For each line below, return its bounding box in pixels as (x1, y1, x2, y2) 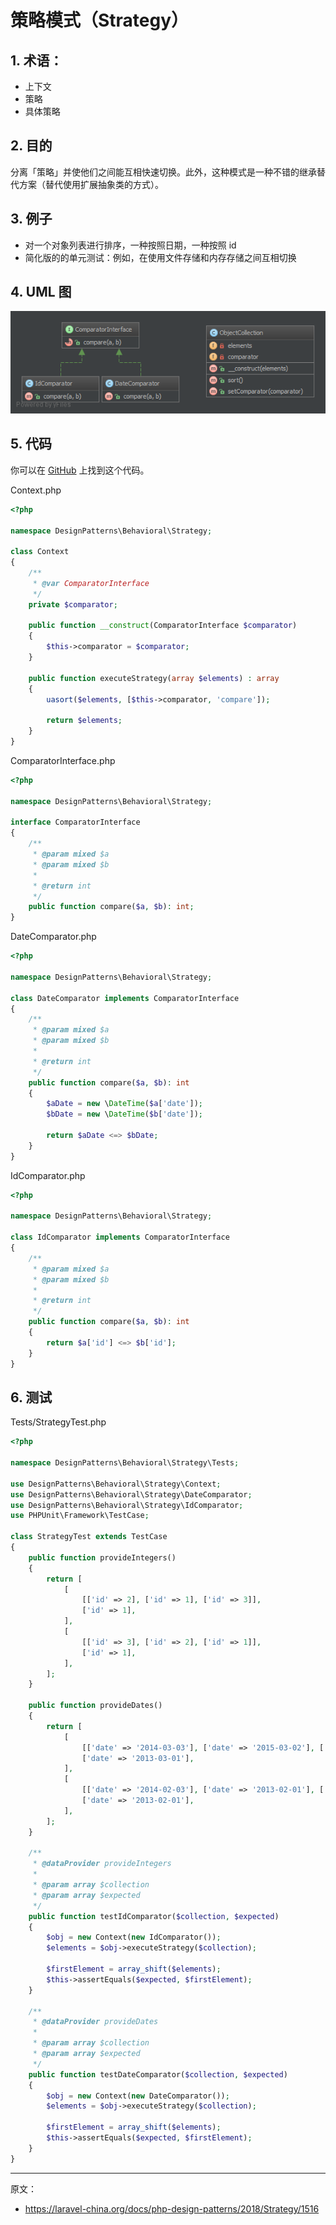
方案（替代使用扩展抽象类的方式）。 (18, 178, 164, 190)
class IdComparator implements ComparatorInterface (10, 1232, 230, 1243)
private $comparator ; (28, 599, 118, 610)
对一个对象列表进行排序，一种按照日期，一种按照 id (24, 239, 237, 251)
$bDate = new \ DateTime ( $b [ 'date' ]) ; (46, 1109, 203, 1120)
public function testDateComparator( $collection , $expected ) (28, 2069, 288, 2080)
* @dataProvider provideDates (32, 2017, 159, 2027)
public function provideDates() (28, 1701, 163, 1711)
